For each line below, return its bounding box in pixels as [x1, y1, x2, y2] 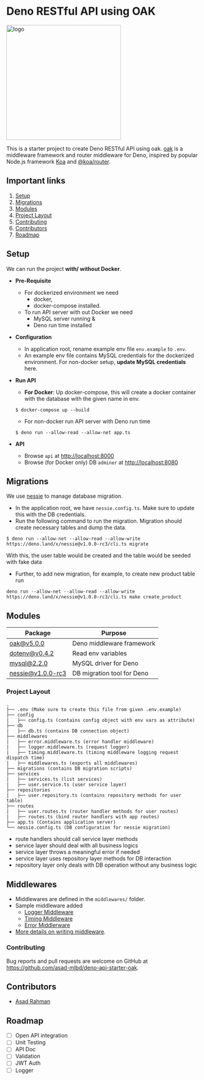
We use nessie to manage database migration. [6, 492, 123, 500]
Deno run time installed [33, 321, 92, 329]
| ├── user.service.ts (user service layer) [6, 781, 127, 788]
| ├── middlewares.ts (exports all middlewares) [6, 760, 138, 767]
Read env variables [72, 649, 127, 658]
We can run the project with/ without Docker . [6, 265, 122, 272]
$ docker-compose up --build [15, 406, 90, 413]
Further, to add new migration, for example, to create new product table [15, 570, 195, 577]
